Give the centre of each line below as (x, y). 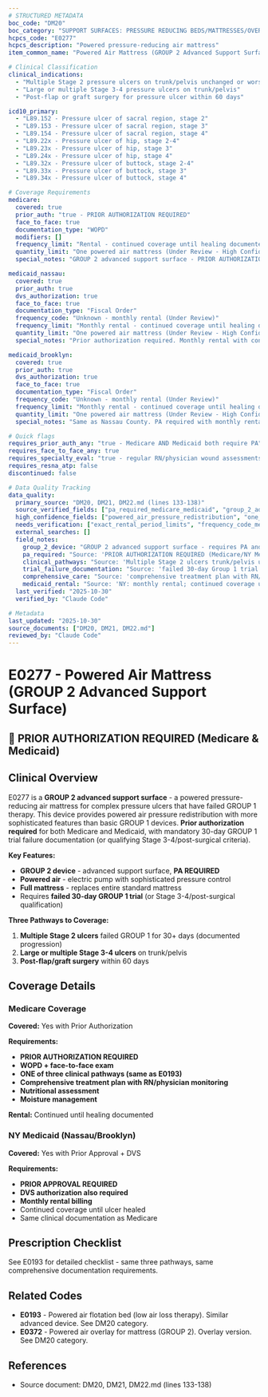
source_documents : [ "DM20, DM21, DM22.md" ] (82, 628)
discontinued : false (43, 473)
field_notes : (37, 540)
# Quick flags (32, 436)
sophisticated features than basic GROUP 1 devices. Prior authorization (126, 822)
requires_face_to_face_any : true (64, 451)
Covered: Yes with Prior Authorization (71, 1026)
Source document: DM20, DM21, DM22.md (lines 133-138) (116, 1384)
